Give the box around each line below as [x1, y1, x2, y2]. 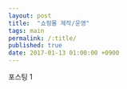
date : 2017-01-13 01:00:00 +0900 [8, 49, 120, 57]
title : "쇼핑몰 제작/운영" [8, 19, 90, 27]
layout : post [8, 11, 52, 20]
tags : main [8, 26, 45, 34]
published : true [8, 42, 62, 50]
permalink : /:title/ [8, 34, 77, 42]
